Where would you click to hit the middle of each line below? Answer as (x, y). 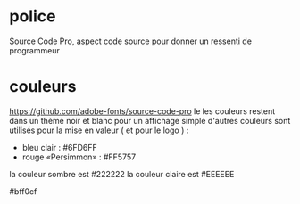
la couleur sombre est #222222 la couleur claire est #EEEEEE (122, 174)
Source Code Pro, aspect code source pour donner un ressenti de (131, 41)
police (33, 16)
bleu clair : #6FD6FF (60, 147)
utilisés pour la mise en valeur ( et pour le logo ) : (99, 130)
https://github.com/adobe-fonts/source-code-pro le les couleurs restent (142, 111)
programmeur (34, 50)
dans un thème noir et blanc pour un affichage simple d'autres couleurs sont (150, 120)
